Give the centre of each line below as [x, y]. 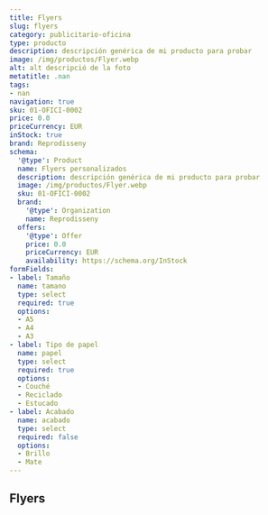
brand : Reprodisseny [48, 143]
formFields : [32, 270]
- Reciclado [40, 395]
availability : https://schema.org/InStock [106, 261]
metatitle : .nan [40, 77]
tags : [19, 85]
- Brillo [34, 454]
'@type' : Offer [54, 235]
